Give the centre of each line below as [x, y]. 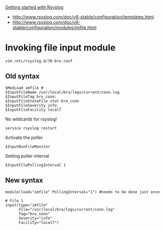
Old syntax [22, 76]
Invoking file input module [60, 48]
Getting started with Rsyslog [34, 7]
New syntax [24, 180]
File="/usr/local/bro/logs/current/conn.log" [66, 209]
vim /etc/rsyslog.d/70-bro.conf [39, 61]
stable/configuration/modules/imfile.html [54, 27]
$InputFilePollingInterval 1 [35, 165]
